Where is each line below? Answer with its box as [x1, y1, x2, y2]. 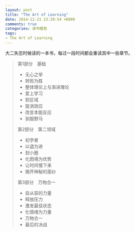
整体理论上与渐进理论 [25, 84, 69, 90]
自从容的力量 [25, 190, 52, 196]
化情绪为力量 [25, 209, 52, 215]
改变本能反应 [25, 109, 52, 115]
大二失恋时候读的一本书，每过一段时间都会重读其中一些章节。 [5, 50, 133, 56]
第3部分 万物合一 [17, 179, 56, 185]
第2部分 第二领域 [17, 126, 56, 132]
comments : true [5, 21, 37, 27]
